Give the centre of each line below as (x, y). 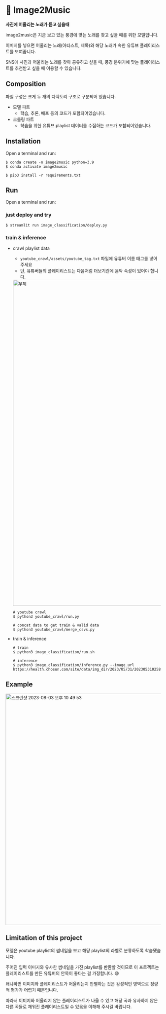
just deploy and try (29, 215)
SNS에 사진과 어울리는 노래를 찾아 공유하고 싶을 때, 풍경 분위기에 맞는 (72, 62)
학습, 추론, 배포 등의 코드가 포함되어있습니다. (63, 113)
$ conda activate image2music (37, 167)
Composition (26, 84)
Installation (23, 141)
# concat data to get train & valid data (56, 625)
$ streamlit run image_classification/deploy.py (56, 225)
